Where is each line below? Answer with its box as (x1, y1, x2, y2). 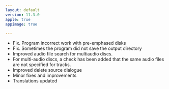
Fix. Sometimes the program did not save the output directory (12, 45, 142, 51)
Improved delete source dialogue (12, 67, 82, 73)
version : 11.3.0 (5, 12, 40, 17)
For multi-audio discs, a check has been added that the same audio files (12, 56, 164, 63)
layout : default (5, 7, 40, 13)
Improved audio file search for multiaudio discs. (12, 51, 113, 57)
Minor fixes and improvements (12, 72, 77, 79)
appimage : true (5, 21, 38, 27)
